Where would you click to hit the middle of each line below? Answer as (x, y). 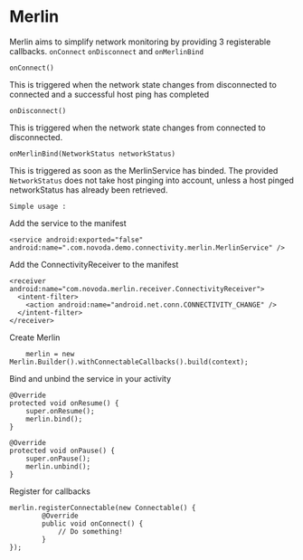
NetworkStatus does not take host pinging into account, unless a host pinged (151, 180)
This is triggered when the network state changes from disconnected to (143, 84)
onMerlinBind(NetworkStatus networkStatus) (93, 154)
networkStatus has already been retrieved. (89, 190)
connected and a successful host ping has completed (109, 94)
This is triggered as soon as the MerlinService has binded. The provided (144, 170)
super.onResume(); (60, 411)
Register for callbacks (50, 491)
